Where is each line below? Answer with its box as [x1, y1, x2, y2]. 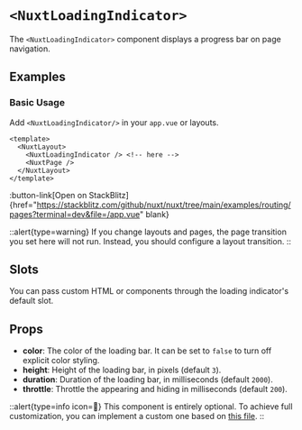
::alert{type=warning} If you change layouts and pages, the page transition [9, 226, 287, 237]
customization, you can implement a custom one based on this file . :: [9, 411, 265, 422]
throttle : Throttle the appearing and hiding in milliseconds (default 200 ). [22, 384, 288, 395]
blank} [145, 208, 169, 219]
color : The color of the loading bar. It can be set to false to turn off [22, 345, 272, 356]
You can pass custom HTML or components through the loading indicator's [9, 286, 289, 297]
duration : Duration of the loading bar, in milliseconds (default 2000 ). [22, 374, 273, 385]
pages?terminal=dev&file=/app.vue [9, 208, 141, 219]
